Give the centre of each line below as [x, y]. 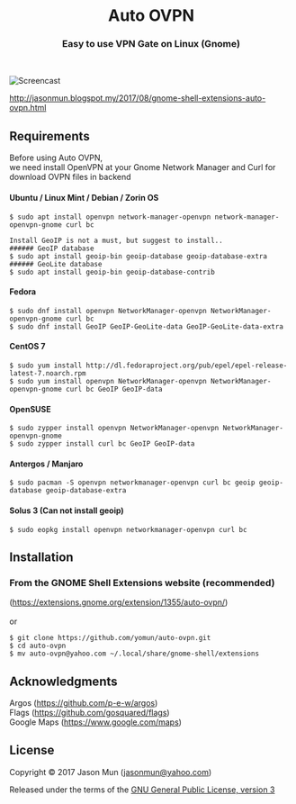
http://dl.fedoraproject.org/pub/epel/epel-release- [187, 366]
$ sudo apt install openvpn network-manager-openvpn [110, 217]
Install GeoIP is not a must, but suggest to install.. [116, 240]
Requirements [49, 136]
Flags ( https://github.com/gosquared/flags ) [90, 713]
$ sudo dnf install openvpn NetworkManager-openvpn [108, 311]
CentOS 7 [27, 347]
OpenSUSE [30, 409]
